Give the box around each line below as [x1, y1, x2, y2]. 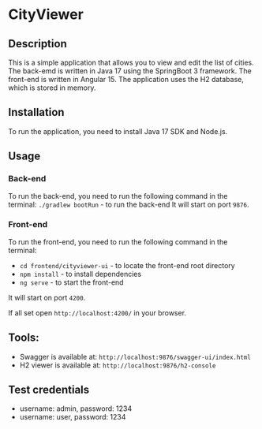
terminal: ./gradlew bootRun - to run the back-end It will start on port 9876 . [8, 200, 249, 209]
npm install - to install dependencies [19, 269, 142, 278]
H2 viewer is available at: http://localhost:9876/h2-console [19, 360, 216, 370]
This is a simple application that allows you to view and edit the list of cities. [8, 58, 254, 67]
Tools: [8, 331, 39, 345]
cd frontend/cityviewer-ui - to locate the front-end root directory [19, 260, 235, 270]
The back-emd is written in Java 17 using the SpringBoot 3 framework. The [8, 66, 252, 76]
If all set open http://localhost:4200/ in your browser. [8, 308, 187, 317]
